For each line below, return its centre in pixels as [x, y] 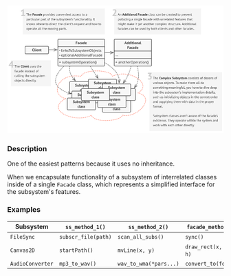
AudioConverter [32, 264]
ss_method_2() [148, 227]
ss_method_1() [85, 227]
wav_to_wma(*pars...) [148, 264]
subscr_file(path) [86, 237]
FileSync [23, 237]
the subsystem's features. [44, 192]
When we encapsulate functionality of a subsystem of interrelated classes [112, 177]
